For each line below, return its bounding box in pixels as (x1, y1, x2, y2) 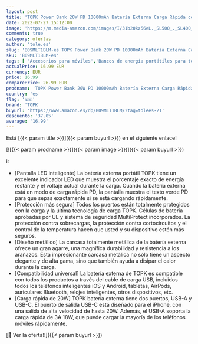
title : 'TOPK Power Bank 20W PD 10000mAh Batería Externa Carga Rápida (6, 14, 186, 20)
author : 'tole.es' (6, 42, 51, 48)
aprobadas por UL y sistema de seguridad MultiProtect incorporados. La (14, 214, 190, 221)
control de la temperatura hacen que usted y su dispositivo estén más (14, 226, 184, 233)
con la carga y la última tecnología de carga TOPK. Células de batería (14, 207, 183, 214)
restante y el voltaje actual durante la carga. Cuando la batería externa (14, 182, 186, 189)
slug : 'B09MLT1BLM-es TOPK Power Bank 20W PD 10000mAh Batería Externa (6, 47, 186, 53)
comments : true (6, 31, 44, 37)
